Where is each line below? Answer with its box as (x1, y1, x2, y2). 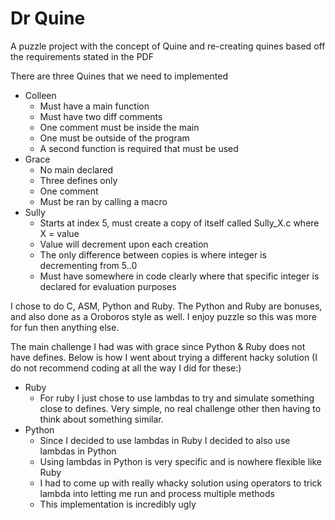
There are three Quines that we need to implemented (10, 70, 228, 82)
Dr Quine (10, 7, 86, 30)
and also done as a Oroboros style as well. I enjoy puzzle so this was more (10, 310, 317, 322)
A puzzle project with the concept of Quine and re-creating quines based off (10, 40, 326, 52)
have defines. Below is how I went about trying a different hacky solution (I (10, 351, 318, 363)
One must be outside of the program (39, 132, 190, 144)
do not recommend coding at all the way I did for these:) (10, 362, 242, 374)
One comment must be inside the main (39, 121, 200, 133)
